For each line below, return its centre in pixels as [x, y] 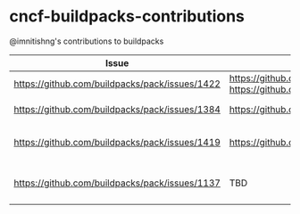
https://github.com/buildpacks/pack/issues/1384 [117, 109]
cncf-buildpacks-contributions [127, 16]
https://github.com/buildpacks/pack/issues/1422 [117, 84]
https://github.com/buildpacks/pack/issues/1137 [117, 183]
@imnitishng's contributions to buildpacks [87, 41]
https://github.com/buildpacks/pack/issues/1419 [117, 143]
